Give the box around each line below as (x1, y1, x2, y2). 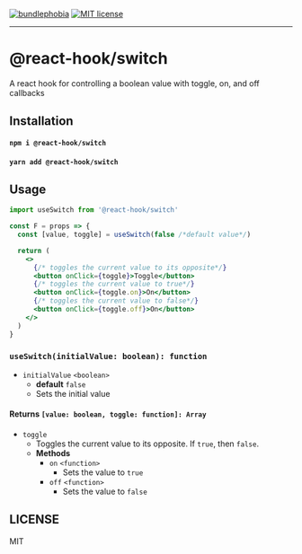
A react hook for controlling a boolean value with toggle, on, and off (9, 77, 261, 89)
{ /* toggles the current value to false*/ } (32, 296, 200, 305)
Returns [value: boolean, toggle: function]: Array (9, 409, 207, 419)
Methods (35, 448, 71, 459)
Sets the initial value (35, 388, 111, 399)
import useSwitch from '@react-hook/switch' (9, 206, 179, 215)
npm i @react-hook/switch (9, 138, 106, 147)
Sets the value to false (62, 486, 148, 497)
